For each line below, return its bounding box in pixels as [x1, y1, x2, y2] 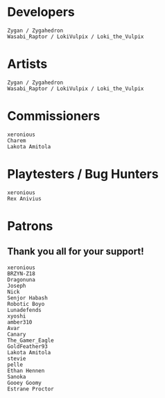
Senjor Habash [7, 294, 49, 302]
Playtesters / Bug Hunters [7, 166, 159, 182]
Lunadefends [7, 306, 42, 313]
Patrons [7, 218, 53, 234]
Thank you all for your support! [7, 245, 144, 257]
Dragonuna [7, 276, 36, 283]
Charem [7, 137, 26, 144]
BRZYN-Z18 [7, 270, 36, 277]
